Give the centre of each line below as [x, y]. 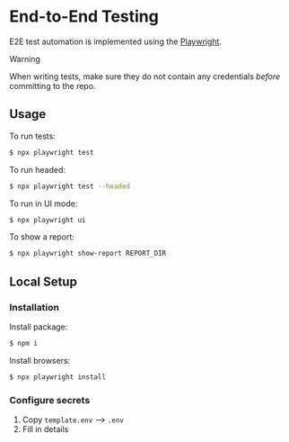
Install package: [39, 327]
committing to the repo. [53, 86]
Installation [35, 307]
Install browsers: [40, 360]
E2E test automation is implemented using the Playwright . [116, 41]
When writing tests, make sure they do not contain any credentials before [145, 76]
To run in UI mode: [44, 203]
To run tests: [32, 136]
